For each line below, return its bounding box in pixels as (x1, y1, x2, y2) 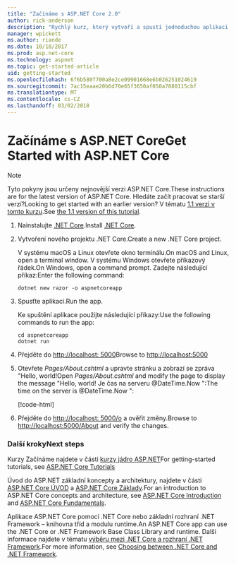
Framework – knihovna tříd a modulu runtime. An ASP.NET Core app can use (7, 520, 228, 528)
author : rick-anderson (7, 17, 74, 24)
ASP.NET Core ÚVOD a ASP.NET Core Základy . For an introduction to (7, 484, 206, 492)
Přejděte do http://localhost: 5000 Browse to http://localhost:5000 (17, 350, 209, 359)
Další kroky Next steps (7, 439, 85, 448)
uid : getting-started (7, 69, 71, 76)
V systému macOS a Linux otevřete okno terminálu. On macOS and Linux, (17, 248, 229, 256)
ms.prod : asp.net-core (7, 50, 74, 57)
